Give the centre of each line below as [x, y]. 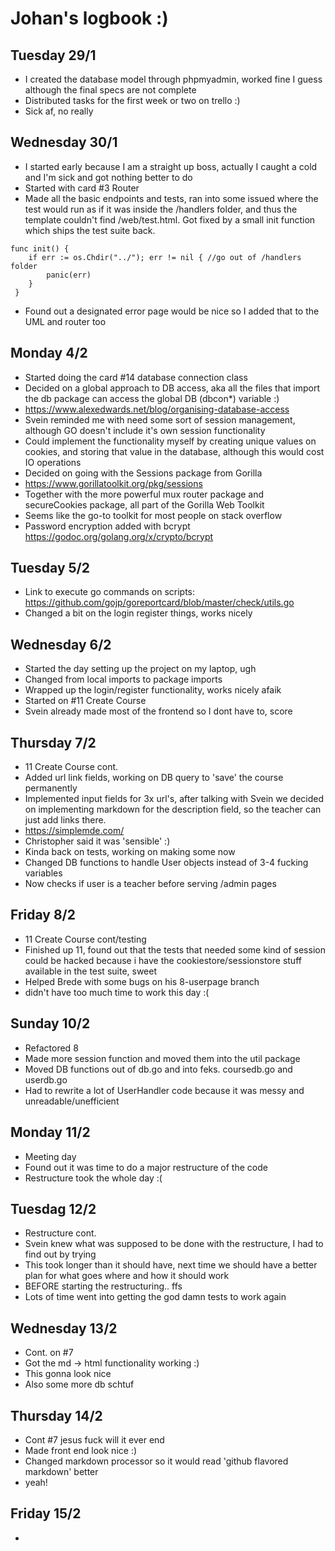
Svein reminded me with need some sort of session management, [160, 419]
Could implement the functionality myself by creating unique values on [170, 441]
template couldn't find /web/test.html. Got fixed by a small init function [170, 219]
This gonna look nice [68, 1374]
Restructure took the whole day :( [93, 1178]
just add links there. [65, 820]
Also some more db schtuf [79, 1384]
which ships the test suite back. [90, 230]
